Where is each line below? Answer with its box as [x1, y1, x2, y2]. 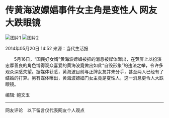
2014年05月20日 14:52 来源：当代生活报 [5, 45, 89, 51]
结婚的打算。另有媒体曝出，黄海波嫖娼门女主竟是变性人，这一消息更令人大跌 [5, 75, 164, 81]
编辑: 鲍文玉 [5, 91, 30, 98]
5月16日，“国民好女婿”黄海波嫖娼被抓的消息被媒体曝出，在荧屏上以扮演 [14, 56, 162, 62]
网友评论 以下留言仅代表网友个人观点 [5, 107, 84, 113]
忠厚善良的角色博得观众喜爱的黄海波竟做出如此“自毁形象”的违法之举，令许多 [5, 62, 163, 68]
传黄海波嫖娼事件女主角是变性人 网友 [5, 5, 157, 16]
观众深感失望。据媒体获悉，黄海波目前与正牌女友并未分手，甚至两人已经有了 [5, 68, 164, 74]
